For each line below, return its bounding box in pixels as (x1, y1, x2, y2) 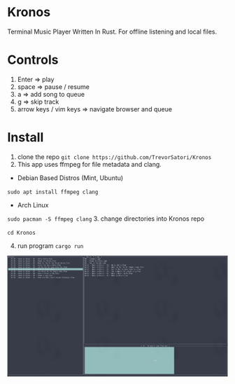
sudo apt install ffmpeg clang (7, 188, 99, 196)
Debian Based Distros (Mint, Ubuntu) (17, 173, 124, 182)
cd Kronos (7, 229, 36, 236)
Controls (7, 52, 59, 68)
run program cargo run (17, 241, 84, 249)
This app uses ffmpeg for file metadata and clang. (17, 160, 162, 168)
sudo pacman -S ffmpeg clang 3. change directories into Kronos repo (7, 214, 205, 223)
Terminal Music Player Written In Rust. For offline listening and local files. (7, 27, 218, 36)
